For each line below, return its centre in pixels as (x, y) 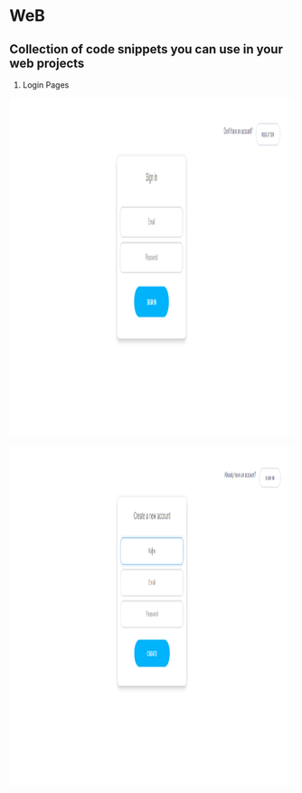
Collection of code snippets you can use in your (146, 49)
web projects (47, 63)
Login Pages (46, 85)
